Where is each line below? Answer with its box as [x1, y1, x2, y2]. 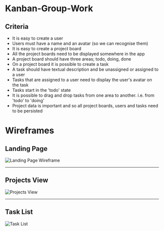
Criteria [5, 22, 29, 31]
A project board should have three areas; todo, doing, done [12, 56, 131, 62]
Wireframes [5, 125, 55, 136]
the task [12, 82, 29, 88]
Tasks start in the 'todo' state [12, 87, 71, 93]
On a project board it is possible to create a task [12, 62, 109, 67]
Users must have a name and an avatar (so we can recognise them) [12, 41, 148, 46]
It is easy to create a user [12, 35, 63, 41]
